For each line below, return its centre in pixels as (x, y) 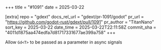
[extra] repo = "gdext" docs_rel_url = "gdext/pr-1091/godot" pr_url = (75, 17)
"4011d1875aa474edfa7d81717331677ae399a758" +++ (60, 32)
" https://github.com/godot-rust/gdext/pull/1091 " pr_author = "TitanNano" (80, 22)
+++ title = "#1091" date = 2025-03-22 (45, 7)
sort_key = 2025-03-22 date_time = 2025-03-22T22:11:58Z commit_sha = (81, 27)
